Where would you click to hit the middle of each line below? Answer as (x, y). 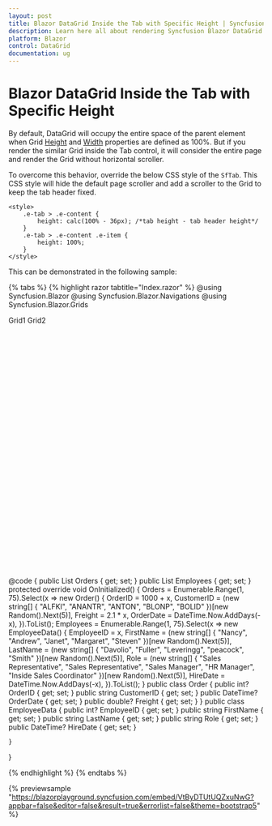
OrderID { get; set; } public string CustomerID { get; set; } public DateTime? (133, 692)
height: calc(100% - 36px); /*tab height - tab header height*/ (148, 221)
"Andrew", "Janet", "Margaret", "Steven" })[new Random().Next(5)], (120, 640)
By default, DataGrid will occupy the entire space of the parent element (127, 133)
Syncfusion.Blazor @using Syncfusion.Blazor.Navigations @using (118, 296)
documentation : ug (39, 53)
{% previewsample (40, 788)
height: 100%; (61, 242)
